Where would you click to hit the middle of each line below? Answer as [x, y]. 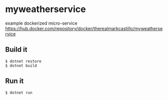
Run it [15, 81]
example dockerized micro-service [41, 23]
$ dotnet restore [23, 61]
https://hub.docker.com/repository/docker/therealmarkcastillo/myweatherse [84, 28]
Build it [16, 49]
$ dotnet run [19, 92]
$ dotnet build [21, 66]
